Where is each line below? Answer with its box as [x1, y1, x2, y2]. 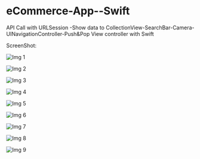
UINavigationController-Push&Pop [6, 30, 90, 37]
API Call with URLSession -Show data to [6, 24, 104, 31]
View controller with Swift [91, 30, 154, 37]
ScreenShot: [6, 42, 37, 49]
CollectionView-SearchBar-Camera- [105, 24, 195, 31]
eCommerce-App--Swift [6, 4, 130, 18]
